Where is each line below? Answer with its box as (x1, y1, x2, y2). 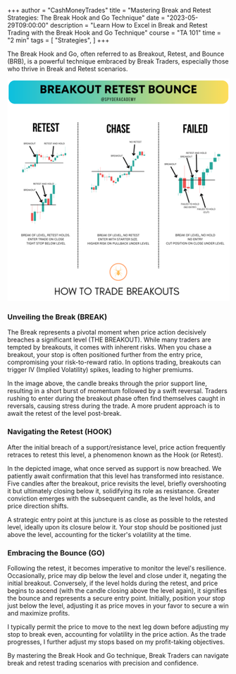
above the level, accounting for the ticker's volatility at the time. (7, 530, 192, 538)
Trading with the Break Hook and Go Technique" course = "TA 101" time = (7, 28, 222, 37)
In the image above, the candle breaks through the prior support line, (7, 379, 208, 387)
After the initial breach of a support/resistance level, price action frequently (7, 443, 226, 451)
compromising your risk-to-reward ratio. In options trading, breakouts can (7, 358, 221, 366)
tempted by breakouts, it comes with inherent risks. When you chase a (7, 343, 212, 351)
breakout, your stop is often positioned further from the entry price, (7, 351, 203, 359)
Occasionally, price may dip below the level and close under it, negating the (7, 571, 227, 579)
